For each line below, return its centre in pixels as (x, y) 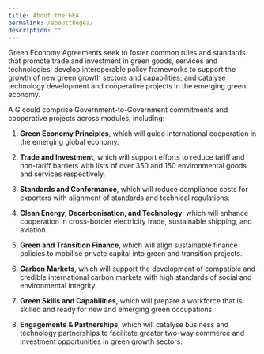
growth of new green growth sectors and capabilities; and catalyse (117, 78)
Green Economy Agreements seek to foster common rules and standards (127, 53)
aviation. (34, 230)
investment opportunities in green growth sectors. (101, 341)
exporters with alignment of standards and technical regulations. (125, 198)
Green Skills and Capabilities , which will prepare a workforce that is (131, 301)
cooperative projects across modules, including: (87, 119)
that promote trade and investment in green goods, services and (113, 61)
